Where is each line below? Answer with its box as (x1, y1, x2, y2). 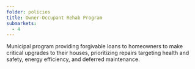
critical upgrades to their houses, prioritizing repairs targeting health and (6, 49, 189, 57)
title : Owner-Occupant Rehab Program (6, 15, 103, 21)
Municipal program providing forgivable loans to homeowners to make (6, 43, 183, 50)
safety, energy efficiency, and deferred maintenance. (6, 56, 140, 63)
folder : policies (6, 9, 51, 15)
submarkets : (6, 20, 37, 26)
